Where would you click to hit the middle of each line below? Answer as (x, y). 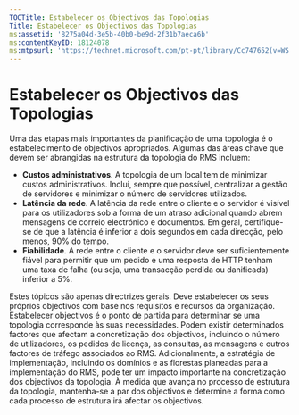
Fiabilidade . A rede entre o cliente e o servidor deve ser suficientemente (156, 251)
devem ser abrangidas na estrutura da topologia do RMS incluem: (130, 158)
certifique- (264, 222)
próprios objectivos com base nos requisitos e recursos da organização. (142, 306)
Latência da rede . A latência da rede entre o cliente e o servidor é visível (156, 203)
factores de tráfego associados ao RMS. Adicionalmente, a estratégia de (142, 353)
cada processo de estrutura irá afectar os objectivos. (107, 401)
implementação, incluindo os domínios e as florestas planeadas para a (139, 363)
